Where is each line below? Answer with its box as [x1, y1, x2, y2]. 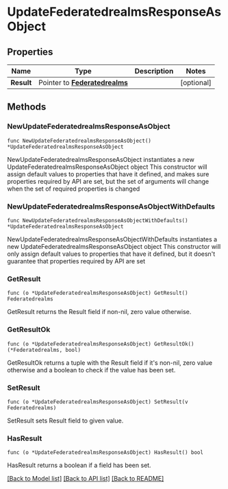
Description [134, 67, 174, 75]
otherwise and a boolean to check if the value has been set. [7, 366, 176, 374]
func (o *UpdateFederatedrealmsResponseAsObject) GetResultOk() [7, 340, 194, 347]
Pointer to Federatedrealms [38, 78, 128, 87]
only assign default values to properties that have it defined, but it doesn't [7, 250, 216, 258]
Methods [7, 101, 47, 113]
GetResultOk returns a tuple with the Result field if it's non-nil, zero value [7, 358, 213, 367]
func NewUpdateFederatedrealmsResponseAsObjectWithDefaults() [7, 217, 188, 224]
